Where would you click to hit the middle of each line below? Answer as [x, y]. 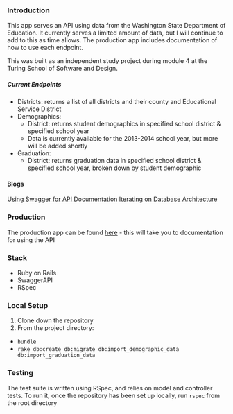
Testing [20, 373]
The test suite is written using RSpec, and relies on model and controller [110, 388]
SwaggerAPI [35, 280]
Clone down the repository [55, 320]
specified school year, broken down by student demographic [114, 168]
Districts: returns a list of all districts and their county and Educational [116, 102]
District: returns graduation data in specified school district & [114, 161]
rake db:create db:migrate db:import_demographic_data [98, 350]
